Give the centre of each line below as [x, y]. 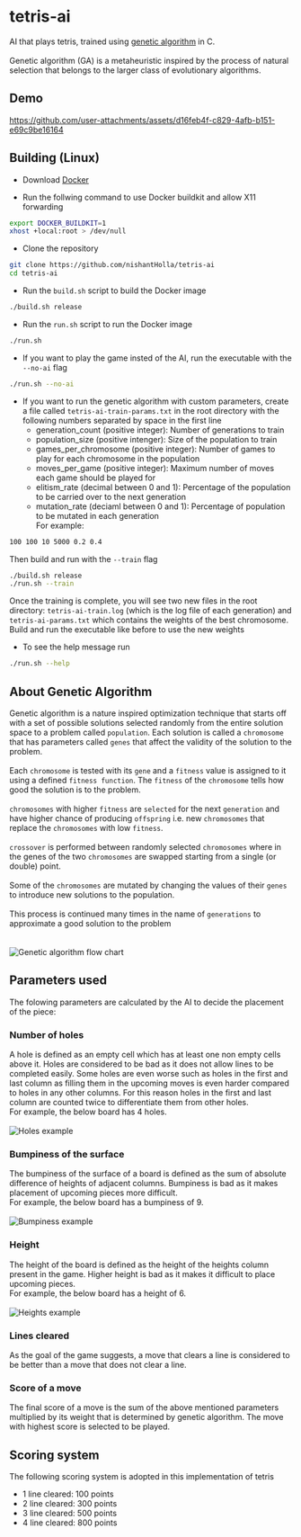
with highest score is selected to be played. [90, 1426]
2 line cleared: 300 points [70, 1504]
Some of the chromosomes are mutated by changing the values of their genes [148, 885]
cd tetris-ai [34, 273]
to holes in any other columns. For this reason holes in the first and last [141, 1093]
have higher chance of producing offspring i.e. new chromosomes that [137, 818]
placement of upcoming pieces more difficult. [93, 1193]
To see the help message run [76, 647]
